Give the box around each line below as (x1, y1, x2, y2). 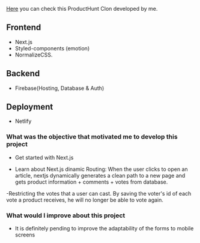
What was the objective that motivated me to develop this (6, 133, 178, 141)
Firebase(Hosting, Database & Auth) (14, 84, 105, 92)
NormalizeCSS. (14, 51, 53, 58)
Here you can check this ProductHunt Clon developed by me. (6, 5, 158, 12)
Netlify (14, 118, 32, 125)
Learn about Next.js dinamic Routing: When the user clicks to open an (14, 165, 188, 173)
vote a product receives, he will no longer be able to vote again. (6, 196, 164, 203)
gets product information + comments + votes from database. (14, 178, 168, 185)
